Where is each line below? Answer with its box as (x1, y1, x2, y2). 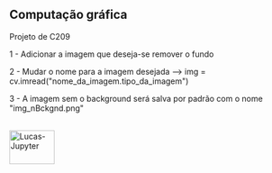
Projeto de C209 (9, 31, 70, 41)
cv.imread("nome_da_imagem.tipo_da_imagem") (9, 76, 189, 86)
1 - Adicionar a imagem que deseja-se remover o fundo (9, 49, 214, 59)
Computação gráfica (9, 7, 128, 23)
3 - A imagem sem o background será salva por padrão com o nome (9, 93, 263, 104)
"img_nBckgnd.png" (9, 103, 84, 114)
